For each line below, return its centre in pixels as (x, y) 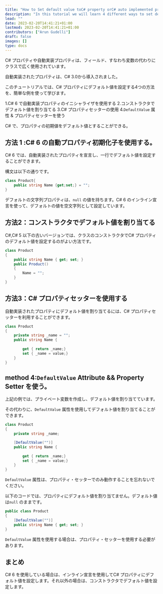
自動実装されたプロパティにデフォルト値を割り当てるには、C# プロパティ (78, 311)
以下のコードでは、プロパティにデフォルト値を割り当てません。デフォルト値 (81, 496)
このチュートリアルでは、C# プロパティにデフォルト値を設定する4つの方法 (80, 87)
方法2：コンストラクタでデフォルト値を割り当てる (80, 222)
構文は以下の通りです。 (28, 172)
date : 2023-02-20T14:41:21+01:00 (39, 23)
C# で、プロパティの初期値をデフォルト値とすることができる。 (68, 126)
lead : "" (14, 18)
